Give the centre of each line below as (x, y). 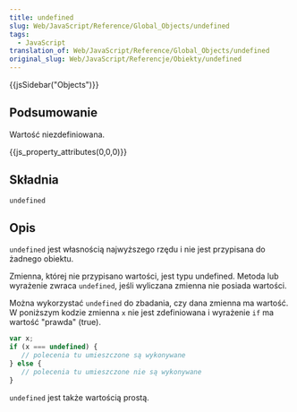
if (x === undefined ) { (54, 347)
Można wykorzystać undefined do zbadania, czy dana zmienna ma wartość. (149, 303)
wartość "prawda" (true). (55, 322)
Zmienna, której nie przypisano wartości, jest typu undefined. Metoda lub (144, 276)
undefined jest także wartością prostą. (79, 397)
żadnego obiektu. (42, 259)
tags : (19, 34)
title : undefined (42, 17)
